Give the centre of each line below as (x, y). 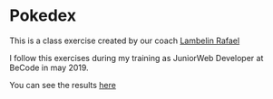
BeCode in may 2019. (49, 67)
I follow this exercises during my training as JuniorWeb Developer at (136, 58)
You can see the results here (63, 85)
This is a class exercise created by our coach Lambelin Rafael (125, 40)
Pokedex (43, 16)
